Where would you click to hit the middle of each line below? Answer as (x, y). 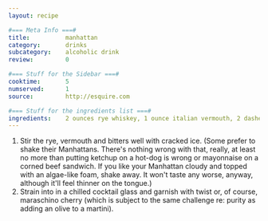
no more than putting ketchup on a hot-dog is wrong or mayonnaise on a (139, 158)
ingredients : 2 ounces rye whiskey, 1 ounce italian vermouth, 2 (124, 118)
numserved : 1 (39, 89)
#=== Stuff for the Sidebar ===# (64, 74)
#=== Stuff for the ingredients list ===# (80, 111)
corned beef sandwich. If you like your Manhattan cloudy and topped (133, 166)
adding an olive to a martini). (67, 209)
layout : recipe (33, 16)
